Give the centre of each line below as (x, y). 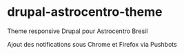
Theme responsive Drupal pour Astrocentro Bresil (78, 31)
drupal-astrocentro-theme (85, 12)
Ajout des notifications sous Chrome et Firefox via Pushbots (92, 44)
